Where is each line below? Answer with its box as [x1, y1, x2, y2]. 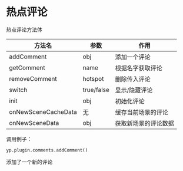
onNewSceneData [9, 119, 59, 127]
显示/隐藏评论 [115, 86, 153, 94]
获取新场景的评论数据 [115, 119, 175, 127]
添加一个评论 [115, 52, 151, 61]
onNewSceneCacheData [9, 107, 78, 116]
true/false [82, 85, 110, 94]
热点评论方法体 [6, 26, 42, 33]
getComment [9, 63, 45, 71]
